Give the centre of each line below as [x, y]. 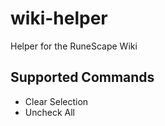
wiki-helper [59, 18]
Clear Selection [56, 101]
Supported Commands [82, 77]
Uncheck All [49, 112]
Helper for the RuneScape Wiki [74, 46]
